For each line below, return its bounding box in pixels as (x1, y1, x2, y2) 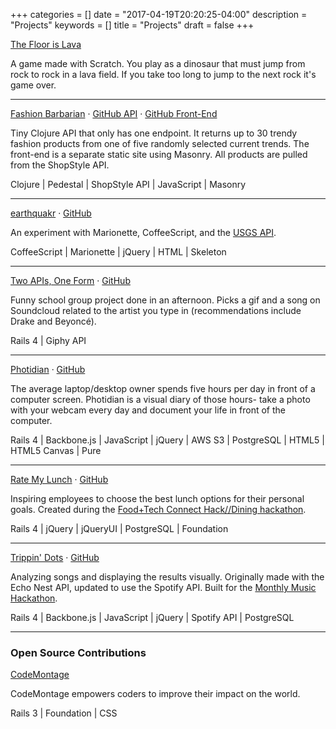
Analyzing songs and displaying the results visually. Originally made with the (10, 571, 325, 583)
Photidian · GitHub (10, 364, 86, 375)
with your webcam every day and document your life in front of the (10, 404, 286, 416)
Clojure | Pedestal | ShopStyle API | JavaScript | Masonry (10, 179, 247, 190)
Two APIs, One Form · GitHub (10, 275, 131, 286)
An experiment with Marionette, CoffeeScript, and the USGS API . (10, 227, 277, 238)
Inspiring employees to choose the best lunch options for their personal (10, 493, 305, 504)
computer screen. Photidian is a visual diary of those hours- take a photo (10, 394, 311, 405)
